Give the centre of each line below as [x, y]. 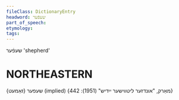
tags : [13, 34]
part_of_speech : [26, 22]
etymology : [20, 28]
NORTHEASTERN [49, 74]
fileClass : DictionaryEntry [41, 12]
